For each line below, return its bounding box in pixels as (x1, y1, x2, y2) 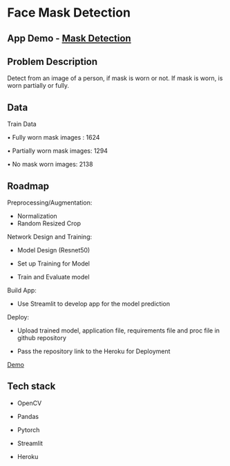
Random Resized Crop (17, 219, 82, 227)
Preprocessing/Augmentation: (7, 198, 93, 207)
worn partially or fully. (7, 82, 70, 90)
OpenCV (17, 399, 42, 407)
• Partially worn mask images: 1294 (7, 147, 108, 155)
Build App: (7, 286, 37, 295)
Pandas (17, 412, 39, 420)
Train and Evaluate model (17, 273, 90, 281)
